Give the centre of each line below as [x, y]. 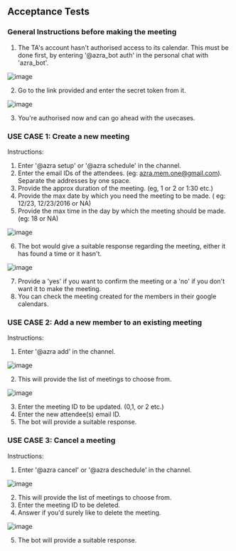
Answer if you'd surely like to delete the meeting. [89, 513]
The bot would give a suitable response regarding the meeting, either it [122, 246]
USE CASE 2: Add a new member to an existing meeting [105, 322]
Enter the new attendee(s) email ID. [69, 414]
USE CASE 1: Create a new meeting [69, 136]
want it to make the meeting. [59, 288]
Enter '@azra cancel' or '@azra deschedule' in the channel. [104, 470]
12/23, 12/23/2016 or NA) [54, 203]
